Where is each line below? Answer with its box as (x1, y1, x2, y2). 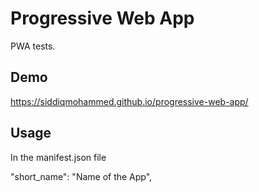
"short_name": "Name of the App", (10, 170, 153, 182)
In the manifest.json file (10, 151, 107, 163)
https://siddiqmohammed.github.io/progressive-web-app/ (10, 95, 249, 107)
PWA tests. (10, 40, 56, 52)
